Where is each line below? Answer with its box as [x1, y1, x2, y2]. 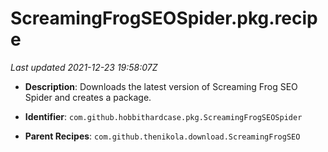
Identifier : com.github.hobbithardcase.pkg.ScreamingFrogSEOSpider [24, 110, 303, 122]
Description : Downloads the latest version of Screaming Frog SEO [24, 80, 298, 92]
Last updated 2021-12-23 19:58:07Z [10, 61, 158, 73]
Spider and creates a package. [24, 91, 152, 103]
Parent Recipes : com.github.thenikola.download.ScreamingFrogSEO [24, 130, 301, 142]
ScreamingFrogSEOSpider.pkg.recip [10, 7, 318, 30]
